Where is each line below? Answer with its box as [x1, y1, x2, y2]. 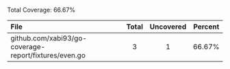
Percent [192, 22, 220, 31]
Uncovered [149, 22, 187, 31]
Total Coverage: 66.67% [7, 6, 76, 14]
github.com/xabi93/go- [10, 33, 88, 43]
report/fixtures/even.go [10, 51, 86, 60]
